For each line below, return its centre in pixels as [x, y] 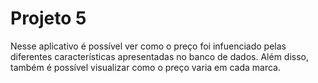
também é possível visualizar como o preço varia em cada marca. [146, 67]
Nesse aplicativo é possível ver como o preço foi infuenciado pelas [148, 46]
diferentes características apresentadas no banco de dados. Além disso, [160, 56]
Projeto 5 [48, 18]
